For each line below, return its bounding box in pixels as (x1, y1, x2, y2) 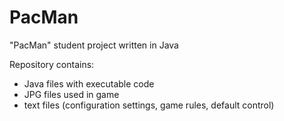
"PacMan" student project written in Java (9, 39, 179, 51)
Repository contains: (9, 58, 95, 70)
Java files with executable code (23, 77, 155, 90)
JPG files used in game (23, 88, 120, 100)
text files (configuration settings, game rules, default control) (23, 99, 275, 111)
